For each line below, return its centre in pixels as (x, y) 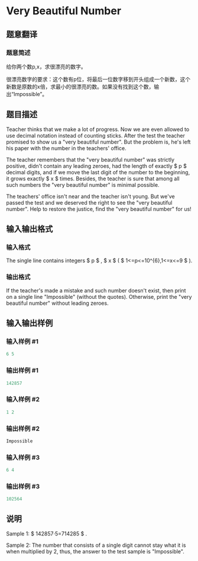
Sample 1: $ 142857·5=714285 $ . (47, 533)
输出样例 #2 (23, 428)
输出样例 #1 (22, 371)
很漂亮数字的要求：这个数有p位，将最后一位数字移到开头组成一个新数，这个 (98, 79)
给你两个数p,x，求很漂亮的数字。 (46, 66)
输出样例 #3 (23, 486)
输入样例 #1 (22, 341)
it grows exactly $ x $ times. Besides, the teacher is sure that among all (93, 179)
